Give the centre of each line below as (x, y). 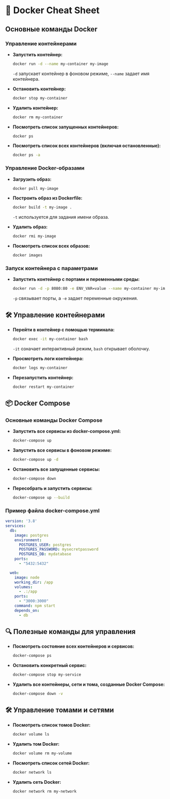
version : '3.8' (21, 521)
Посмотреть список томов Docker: (52, 725)
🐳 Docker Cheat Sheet (53, 10)
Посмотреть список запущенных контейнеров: (66, 127)
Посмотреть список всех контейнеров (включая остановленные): (87, 146)
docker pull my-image (35, 188)
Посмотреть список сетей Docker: (51, 763)
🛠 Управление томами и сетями (60, 710)
